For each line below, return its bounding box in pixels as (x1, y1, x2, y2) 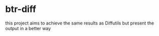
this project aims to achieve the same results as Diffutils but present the (5, 20, 154, 26)
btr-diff (5, 3, 36, 15)
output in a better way (5, 25, 51, 31)
